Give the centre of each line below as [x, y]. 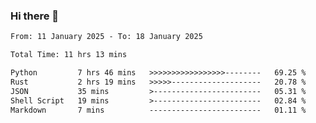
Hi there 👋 [35, 16]
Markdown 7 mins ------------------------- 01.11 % [158, 110]
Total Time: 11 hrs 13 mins [69, 55]
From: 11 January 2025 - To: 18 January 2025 [106, 37]
